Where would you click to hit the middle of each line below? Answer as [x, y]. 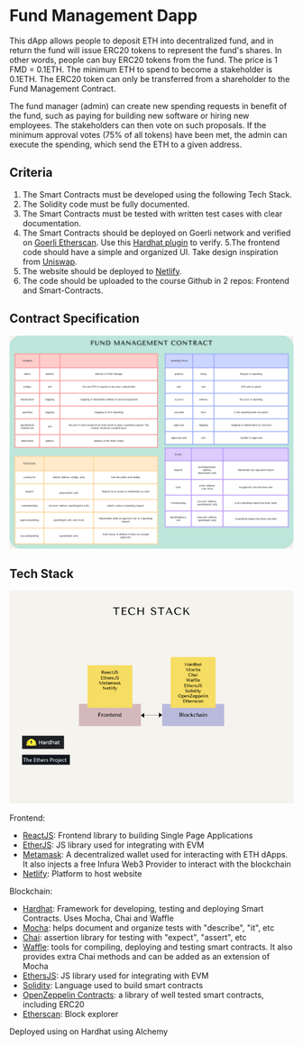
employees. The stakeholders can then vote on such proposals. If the [138, 125]
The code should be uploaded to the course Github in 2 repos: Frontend [156, 280]
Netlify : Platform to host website [82, 873]
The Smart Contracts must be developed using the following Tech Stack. [157, 194]
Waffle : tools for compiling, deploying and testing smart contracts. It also [157, 947]
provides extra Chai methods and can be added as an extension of [146, 956]
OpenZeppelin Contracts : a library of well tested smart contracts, [143, 995]
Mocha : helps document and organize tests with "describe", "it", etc [148, 927]
